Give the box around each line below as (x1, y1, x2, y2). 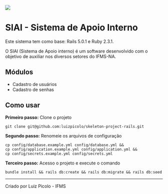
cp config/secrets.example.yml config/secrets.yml (5, 151, 113, 156)
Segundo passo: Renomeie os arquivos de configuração (5, 132, 122, 138)
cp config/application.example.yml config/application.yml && (5, 146, 137, 152)
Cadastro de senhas (12, 86, 54, 92)
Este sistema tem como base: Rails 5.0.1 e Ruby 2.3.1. (5, 38, 114, 44)
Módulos (5, 68, 33, 76)
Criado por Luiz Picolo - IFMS (5, 183, 66, 189)
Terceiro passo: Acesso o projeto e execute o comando (5, 160, 120, 166)
